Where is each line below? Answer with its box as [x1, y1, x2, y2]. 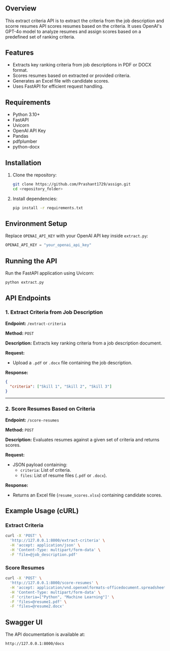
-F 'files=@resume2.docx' [10, 604, 65, 609]
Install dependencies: [12, 196, 58, 202]
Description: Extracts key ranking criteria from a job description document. [5, 340, 162, 346]
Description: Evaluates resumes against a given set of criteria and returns [5, 436, 159, 442]
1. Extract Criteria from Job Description [5, 309, 103, 316]
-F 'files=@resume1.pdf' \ [10, 599, 67, 604]
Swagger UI [5, 618, 43, 627]
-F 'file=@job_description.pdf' [10, 552, 78, 557]
